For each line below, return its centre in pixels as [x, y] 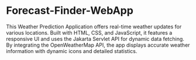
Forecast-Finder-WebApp [70, 11]
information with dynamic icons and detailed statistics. [72, 51]
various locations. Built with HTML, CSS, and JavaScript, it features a [89, 32]
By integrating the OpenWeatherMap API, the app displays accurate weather [98, 45]
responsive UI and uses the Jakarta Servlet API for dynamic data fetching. [95, 39]
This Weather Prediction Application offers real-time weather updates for [94, 27]
